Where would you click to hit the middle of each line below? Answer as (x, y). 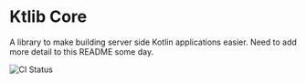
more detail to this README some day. (81, 51)
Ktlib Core (48, 17)
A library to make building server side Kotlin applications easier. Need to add (153, 42)
